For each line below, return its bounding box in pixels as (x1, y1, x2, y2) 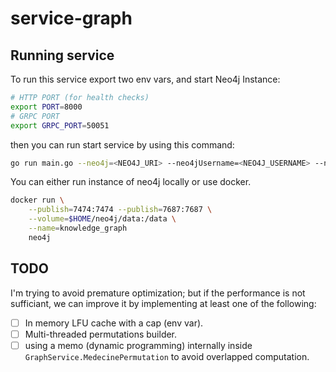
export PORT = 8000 (10, 102, 83, 112)
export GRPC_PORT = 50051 (10, 120, 110, 131)
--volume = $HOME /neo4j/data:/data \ (28, 214, 177, 224)
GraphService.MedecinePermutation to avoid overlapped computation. (24, 350, 310, 362)
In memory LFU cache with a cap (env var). (24, 317, 204, 329)
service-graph (10, 7, 133, 30)
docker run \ (10, 195, 65, 206)
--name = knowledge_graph (28, 223, 128, 233)
